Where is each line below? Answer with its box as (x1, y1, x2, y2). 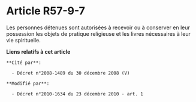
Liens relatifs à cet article (6, 48, 71, 55)
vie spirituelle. (6, 36, 41, 44)
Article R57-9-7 (6, 4, 86, 18)
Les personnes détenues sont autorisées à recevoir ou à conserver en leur (6, 24, 191, 31)
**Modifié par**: (6, 81, 50, 86)
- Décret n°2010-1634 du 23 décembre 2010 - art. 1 (11, 91, 144, 97)
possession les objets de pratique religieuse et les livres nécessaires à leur (6, 30, 191, 37)
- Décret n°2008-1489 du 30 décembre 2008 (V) (11, 70, 130, 76)
